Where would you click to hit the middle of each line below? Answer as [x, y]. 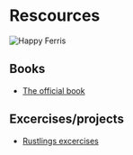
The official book [53, 90]
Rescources [55, 16]
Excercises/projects [66, 119]
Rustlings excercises [60, 141]
